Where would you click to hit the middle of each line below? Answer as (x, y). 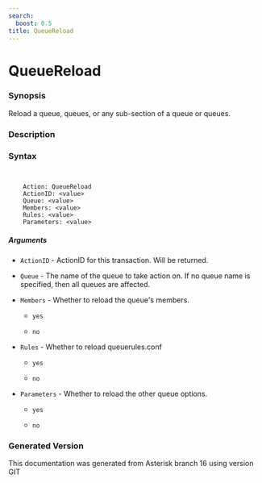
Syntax (23, 156)
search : (21, 16)
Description (32, 134)
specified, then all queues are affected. (85, 285)
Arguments (28, 239)
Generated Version (46, 446)
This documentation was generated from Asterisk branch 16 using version (131, 464)
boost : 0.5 (34, 23)
